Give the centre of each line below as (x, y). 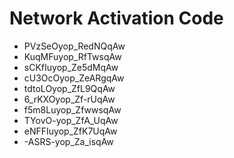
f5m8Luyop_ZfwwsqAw (72, 109)
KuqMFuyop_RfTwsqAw (72, 56)
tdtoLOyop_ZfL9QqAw (69, 88)
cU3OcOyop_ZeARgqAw (74, 78)
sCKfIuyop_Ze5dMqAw (71, 67)
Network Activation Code (116, 18)
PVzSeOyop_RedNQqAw (74, 46)
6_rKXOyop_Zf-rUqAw (69, 99)
